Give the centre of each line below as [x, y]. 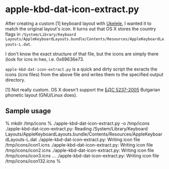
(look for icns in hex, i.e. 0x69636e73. [45, 59]
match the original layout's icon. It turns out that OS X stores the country [81, 28]
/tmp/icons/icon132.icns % [33, 161]
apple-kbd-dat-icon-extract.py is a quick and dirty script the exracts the [81, 69]
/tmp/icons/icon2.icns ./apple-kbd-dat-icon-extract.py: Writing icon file [80, 150]
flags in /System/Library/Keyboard [41, 34]
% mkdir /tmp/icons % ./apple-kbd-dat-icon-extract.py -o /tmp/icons [77, 123]
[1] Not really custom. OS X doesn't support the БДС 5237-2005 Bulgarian [83, 89]
